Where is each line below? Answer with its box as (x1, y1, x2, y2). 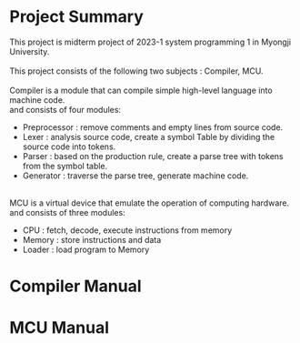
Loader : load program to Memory (22, 244, 150, 255)
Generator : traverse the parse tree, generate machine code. (22, 170, 249, 181)
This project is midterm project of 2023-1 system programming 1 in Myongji (9, 36, 292, 47)
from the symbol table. (22, 160, 108, 171)
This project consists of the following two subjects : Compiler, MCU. (9, 66, 264, 76)
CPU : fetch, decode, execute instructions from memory (22, 225, 233, 236)
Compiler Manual (9, 276, 143, 297)
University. (9, 45, 50, 56)
